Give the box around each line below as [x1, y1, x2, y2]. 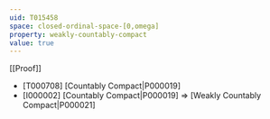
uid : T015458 [9, 13, 59, 23]
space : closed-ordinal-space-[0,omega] [9, 22, 160, 31]
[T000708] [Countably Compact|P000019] [22, 80, 181, 91]
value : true [9, 38, 54, 48]
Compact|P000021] [22, 100, 97, 111]
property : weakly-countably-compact [9, 30, 147, 39]
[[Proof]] [9, 63, 42, 74]
